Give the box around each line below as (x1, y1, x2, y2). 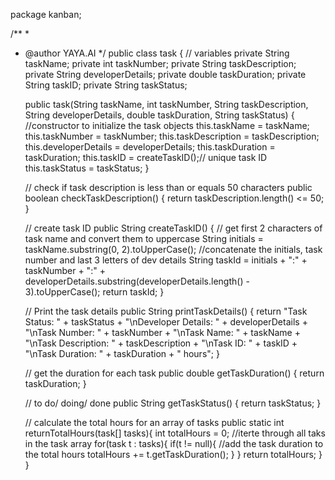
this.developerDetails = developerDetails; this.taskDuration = (24, 141, 276, 153)
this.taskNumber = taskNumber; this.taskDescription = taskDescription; (24, 130, 320, 142)
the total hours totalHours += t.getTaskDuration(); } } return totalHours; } (24, 449, 323, 460)
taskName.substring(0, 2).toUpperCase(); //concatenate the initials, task (24, 244, 323, 255)
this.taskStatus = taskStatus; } (24, 162, 150, 174)
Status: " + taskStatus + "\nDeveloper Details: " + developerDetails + (24, 316, 308, 328)
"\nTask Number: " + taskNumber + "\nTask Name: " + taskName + (24, 327, 301, 338)
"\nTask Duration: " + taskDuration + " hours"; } (24, 348, 220, 359)
